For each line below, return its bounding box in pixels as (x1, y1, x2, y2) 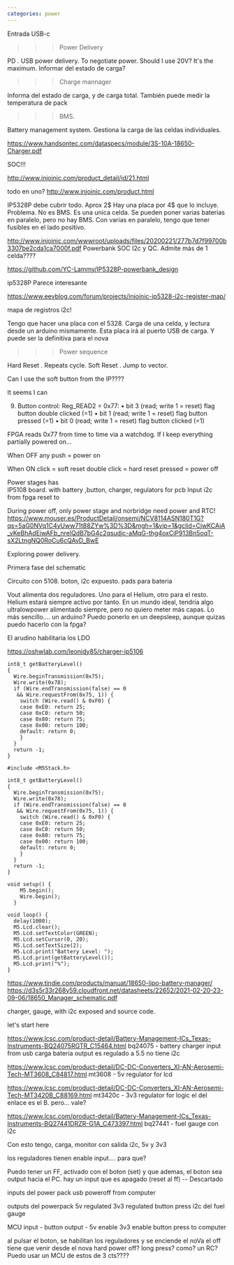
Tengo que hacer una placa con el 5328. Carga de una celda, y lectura (7, 319, 210, 327)
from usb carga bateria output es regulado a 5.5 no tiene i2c (7, 1049, 180, 1057)
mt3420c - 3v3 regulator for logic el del (93, 1091, 207, 1099)
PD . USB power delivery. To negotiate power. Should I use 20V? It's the (7, 57, 214, 65)
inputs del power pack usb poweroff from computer (7, 1188, 156, 1197)
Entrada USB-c (7, 29, 50, 38)
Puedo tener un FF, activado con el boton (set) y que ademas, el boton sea (7, 1167, 222, 1176)
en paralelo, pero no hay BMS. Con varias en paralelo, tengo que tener (7, 215, 210, 224)
